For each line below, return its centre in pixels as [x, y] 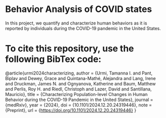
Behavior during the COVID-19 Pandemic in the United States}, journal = [79, 99]
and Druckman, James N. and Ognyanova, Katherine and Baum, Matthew [80, 83]
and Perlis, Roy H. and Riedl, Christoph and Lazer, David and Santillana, [78, 89]
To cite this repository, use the [69, 49]
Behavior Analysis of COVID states [79, 9]
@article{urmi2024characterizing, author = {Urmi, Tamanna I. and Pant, [79, 73]
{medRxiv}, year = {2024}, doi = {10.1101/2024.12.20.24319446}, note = [78, 105]
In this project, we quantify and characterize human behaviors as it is [76, 23]
